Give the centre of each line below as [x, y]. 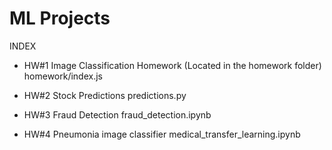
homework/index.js [63, 76]
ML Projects [60, 18]
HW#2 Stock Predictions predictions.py [105, 95]
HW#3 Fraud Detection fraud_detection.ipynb [117, 114]
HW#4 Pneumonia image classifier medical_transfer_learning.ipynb [162, 134]
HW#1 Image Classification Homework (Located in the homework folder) [172, 65]
